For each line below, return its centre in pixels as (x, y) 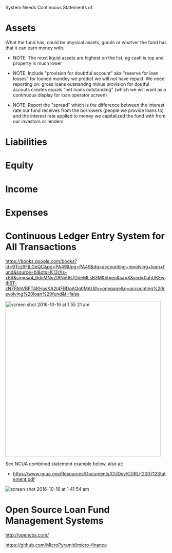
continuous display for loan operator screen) (60, 95)
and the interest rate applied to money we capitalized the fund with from (89, 116)
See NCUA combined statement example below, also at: (64, 464)
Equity (20, 166)
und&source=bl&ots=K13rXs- (36, 272)
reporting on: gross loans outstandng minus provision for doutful (81, 84)
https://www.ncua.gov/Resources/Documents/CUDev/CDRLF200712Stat (89, 473)
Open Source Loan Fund (58, 510)
